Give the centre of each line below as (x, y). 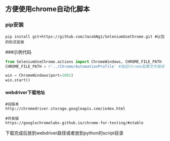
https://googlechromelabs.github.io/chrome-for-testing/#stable (74, 123)
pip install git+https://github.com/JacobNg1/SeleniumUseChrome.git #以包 (85, 37)
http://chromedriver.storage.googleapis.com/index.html (65, 109)
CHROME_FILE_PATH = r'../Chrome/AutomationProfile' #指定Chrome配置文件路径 (85, 66)
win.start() (18, 80)
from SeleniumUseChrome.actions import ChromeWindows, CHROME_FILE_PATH (83, 62)
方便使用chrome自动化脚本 (48, 9)
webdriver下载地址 (25, 92)
